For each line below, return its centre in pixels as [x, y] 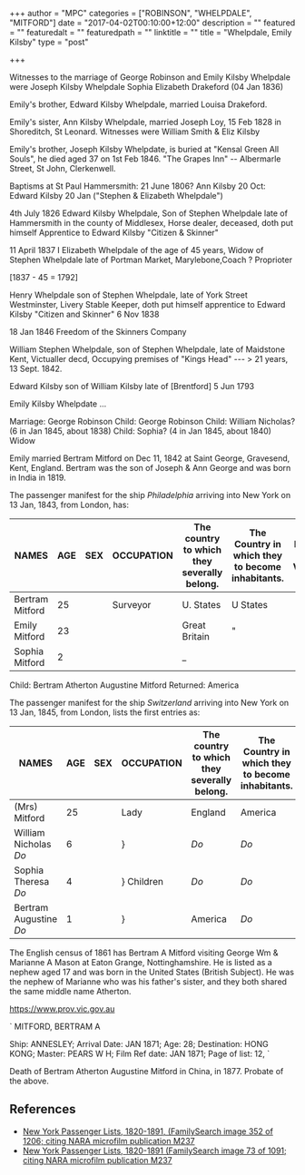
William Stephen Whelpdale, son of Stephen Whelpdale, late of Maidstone [148, 349]
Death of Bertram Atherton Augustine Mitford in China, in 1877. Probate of [147, 1071]
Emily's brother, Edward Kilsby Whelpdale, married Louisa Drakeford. [138, 104]
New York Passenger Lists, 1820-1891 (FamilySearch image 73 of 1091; [155, 1151]
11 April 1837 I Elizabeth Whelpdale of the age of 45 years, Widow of [137, 250]
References [43, 1109]
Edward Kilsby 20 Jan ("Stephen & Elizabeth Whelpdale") [117, 196]
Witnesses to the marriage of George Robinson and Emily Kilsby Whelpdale [150, 77]
